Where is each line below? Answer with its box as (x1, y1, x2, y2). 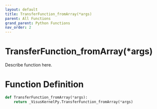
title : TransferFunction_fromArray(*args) (5, 12, 92, 16)
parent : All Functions (5, 16, 51, 21)
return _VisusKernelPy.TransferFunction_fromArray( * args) (14, 99, 133, 104)
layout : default (5, 7, 38, 12)
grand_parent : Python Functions (5, 20, 70, 26)
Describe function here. (5, 62, 52, 68)
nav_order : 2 (5, 25, 31, 30)
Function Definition (5, 79, 84, 90)
